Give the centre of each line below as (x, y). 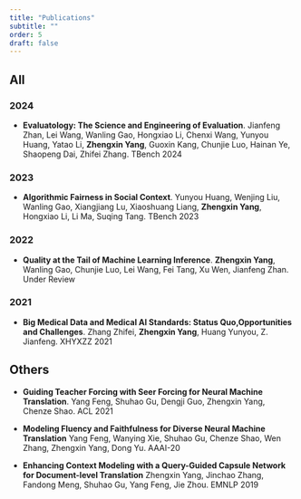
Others (29, 370)
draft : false (34, 43)
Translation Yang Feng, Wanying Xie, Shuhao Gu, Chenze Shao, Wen (151, 438)
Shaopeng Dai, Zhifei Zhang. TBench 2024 (102, 154)
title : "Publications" (52, 18)
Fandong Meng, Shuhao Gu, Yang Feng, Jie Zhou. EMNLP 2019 (141, 485)
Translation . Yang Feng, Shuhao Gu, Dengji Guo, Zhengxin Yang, (144, 401)
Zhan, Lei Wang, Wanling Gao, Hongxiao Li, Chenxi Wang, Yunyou (146, 134)
